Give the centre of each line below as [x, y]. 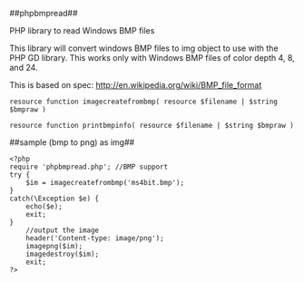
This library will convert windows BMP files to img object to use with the [144, 48]
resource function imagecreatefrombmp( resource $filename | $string [144, 102]
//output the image [63, 230]
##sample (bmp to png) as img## [72, 142]
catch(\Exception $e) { [54, 199]
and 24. [24, 68]
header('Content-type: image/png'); [95, 238]
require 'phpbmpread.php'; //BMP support [89, 167]
